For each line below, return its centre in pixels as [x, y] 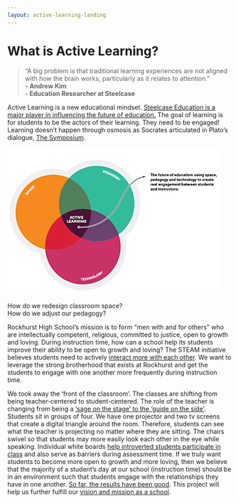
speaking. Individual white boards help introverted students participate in [114, 446]
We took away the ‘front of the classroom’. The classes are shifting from [113, 394]
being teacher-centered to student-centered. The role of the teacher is [111, 401]
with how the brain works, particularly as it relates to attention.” [117, 78]
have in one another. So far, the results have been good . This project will [113, 484]
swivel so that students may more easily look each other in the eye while [113, 439]
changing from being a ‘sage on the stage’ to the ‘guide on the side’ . [107, 409]
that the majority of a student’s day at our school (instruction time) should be [119, 469]
